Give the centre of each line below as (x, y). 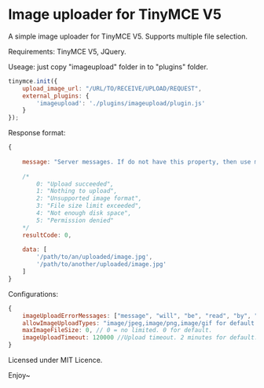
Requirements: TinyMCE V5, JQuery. (68, 51)
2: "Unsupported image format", (90, 198)
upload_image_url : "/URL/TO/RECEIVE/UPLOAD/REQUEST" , (112, 88)
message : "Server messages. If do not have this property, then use (137, 162)
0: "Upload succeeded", (75, 184)
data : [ (35, 249)
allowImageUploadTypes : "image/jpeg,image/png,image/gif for (124, 323)
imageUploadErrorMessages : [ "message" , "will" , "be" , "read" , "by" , (137, 316)
